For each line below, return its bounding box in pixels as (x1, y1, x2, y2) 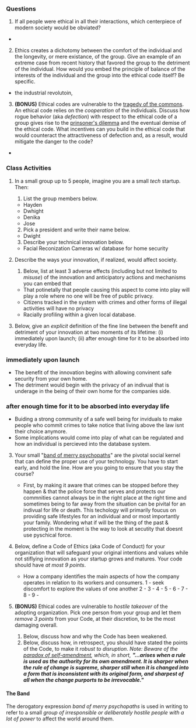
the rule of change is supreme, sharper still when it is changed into (23, 664, 189, 671)
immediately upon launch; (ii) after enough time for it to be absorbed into (14, 334, 190, 341)
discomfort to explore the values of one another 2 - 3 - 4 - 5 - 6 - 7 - (23, 585, 188, 593)
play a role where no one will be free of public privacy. (23, 292, 154, 299)
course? (14, 470, 34, 477)
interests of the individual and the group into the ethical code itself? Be (14, 72, 185, 79)
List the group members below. (23, 195, 98, 202)
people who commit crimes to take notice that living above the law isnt (14, 422, 184, 429)
